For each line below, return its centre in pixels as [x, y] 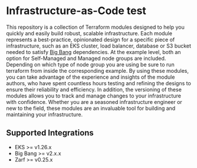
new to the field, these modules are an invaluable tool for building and [91, 108]
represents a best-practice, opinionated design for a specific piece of [91, 39]
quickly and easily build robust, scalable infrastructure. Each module [89, 33]
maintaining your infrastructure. [45, 114]
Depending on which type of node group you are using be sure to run [91, 64]
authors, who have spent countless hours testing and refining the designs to [99, 83]
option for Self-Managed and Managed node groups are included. [86, 58]
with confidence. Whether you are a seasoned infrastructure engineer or [94, 102]
